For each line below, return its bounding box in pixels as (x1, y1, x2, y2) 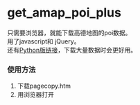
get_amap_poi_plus (7, 5, 121, 21)
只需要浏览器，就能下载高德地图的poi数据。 (7, 28, 132, 37)
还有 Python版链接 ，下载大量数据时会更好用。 (7, 46, 137, 54)
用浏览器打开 (17, 90, 54, 99)
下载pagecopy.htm (17, 82, 71, 90)
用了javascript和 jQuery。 (7, 37, 80, 46)
